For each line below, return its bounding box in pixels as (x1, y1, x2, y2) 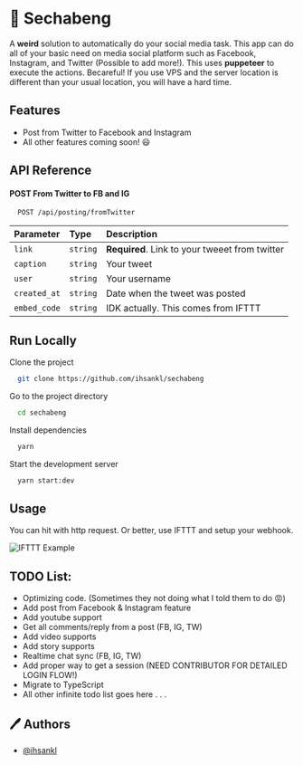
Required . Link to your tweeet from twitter (105, 244, 285, 256)
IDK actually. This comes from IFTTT (105, 302, 261, 315)
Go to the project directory (9, 391, 109, 402)
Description (105, 228, 158, 241)
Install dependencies (9, 425, 88, 435)
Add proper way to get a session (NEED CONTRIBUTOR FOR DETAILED (22, 660, 288, 671)
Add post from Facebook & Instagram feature (22, 602, 192, 614)
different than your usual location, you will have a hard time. (9, 76, 232, 87)
